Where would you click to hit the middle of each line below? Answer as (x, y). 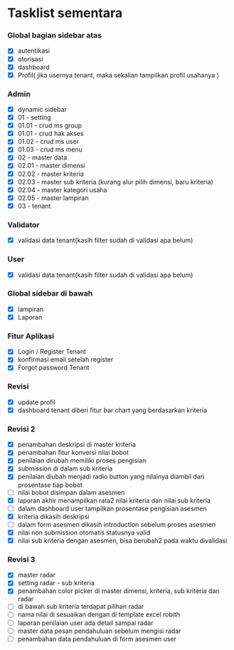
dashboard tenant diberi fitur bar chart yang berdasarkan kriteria (112, 410)
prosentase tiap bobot (50, 485)
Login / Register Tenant (52, 352)
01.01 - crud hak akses (50, 134)
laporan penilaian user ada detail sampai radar (85, 623)
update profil (36, 402)
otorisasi (30, 59)
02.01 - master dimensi (51, 166)
